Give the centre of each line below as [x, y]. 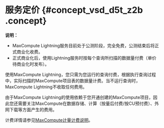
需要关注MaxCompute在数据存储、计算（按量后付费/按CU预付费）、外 [88, 103]
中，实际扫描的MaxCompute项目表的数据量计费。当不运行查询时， [73, 80]
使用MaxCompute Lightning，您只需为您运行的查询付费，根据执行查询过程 [81, 74]
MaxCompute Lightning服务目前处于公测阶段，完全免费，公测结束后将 [83, 45]
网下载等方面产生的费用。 [31, 109]
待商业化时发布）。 [31, 64]
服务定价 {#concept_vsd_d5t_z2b [74, 10]
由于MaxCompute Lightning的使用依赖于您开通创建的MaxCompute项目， [79, 97]
